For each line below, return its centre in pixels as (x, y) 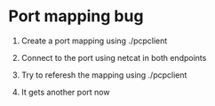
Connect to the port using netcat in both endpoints (114, 57)
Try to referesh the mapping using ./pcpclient (104, 75)
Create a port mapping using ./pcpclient (94, 41)
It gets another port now (65, 92)
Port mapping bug (76, 16)
